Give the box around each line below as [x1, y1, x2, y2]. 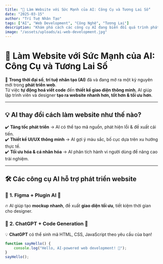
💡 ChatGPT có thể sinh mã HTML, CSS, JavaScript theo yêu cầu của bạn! [5, 231, 152, 237]
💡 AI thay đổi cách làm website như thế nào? [5, 111, 142, 119]
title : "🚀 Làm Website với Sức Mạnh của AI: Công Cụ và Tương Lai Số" [5, 7, 151, 12]
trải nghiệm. [5, 155, 29, 161]
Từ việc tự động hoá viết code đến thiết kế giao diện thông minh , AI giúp [5, 87, 152, 93]
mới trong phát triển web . [5, 82, 57, 88]
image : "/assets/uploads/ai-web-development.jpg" [5, 30, 108, 34]
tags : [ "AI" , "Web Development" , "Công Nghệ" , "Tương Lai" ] [5, 20, 130, 26]
